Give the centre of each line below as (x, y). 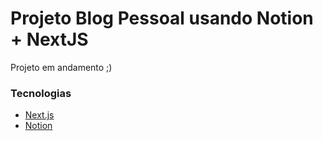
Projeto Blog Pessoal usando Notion (162, 18)
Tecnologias (41, 93)
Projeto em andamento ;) (61, 67)
